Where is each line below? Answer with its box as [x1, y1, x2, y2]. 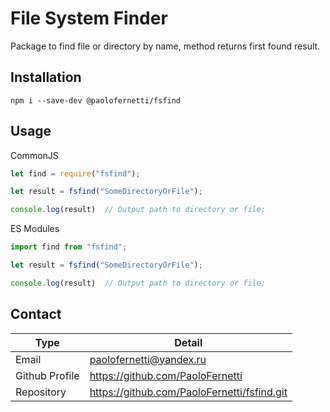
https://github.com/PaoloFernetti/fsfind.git [89, 385, 288, 399]
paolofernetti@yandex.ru [89, 352, 207, 366]
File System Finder [10, 7, 168, 30]
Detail [174, 335, 203, 349]
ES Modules [10, 223, 60, 235]
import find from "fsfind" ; [10, 242, 128, 252]
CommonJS [10, 149, 59, 161]
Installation [10, 69, 82, 86]
